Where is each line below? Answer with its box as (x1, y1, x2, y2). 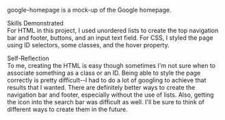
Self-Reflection (7, 54, 50, 62)
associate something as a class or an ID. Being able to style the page (7, 69, 201, 77)
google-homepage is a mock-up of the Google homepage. (7, 6, 172, 14)
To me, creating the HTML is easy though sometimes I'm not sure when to (7, 62, 215, 69)
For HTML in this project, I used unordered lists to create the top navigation (7, 27, 219, 34)
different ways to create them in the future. (7, 106, 128, 113)
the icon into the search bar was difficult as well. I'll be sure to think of (7, 98, 205, 106)
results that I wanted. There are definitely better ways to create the (7, 84, 196, 91)
